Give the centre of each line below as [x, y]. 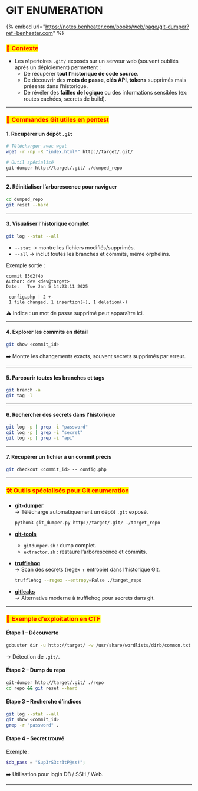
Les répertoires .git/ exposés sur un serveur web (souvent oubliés [96, 61]
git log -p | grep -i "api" [41, 438]
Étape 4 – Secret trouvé [35, 738]
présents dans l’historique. [56, 86]
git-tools [25, 534]
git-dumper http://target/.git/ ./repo [55, 683]
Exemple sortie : [26, 265]
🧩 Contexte [22, 48]
